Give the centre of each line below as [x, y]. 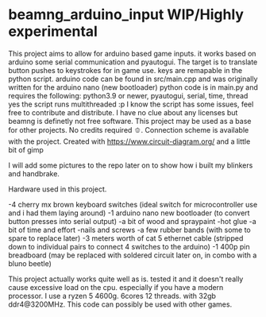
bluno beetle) [30, 263]
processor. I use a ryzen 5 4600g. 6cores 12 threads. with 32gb [112, 296]
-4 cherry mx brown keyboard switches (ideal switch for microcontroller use [133, 204]
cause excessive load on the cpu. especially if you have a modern [116, 287]
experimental [53, 31]
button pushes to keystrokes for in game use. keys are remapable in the [125, 70]
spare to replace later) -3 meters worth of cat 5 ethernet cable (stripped [126, 238]
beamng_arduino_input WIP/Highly [126, 15]
